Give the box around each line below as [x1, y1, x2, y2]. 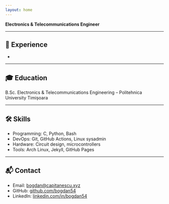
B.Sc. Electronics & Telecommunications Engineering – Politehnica [5, 89, 142, 95]
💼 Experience [5, 41, 48, 49]
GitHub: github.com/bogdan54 [12, 187, 76, 193]
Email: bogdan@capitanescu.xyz [12, 182, 80, 188]
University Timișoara [5, 95, 48, 101]
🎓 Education [5, 73, 48, 82]
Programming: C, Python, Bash [12, 131, 77, 137]
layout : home [5, 7, 33, 13]
